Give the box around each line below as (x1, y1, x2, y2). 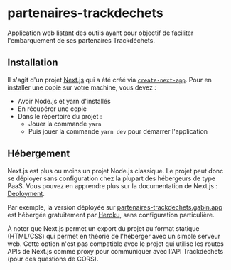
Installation (7, 57, 58, 69)
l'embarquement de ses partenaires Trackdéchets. (7, 36, 155, 44)
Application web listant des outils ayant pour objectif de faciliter (7, 28, 194, 37)
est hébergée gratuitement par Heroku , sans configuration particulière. (7, 210, 215, 219)
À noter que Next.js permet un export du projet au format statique (7, 224, 200, 232)
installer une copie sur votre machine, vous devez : (7, 83, 156, 92)
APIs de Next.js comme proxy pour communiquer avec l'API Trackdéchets (7, 247, 224, 255)
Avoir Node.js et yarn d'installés (17, 97, 112, 105)
